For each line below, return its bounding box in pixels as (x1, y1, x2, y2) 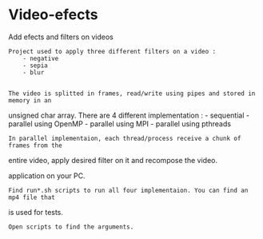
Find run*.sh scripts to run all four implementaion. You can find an (8, 186, 249, 194)
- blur (22, 68, 45, 77)
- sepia (22, 62, 48, 70)
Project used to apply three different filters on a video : (8, 47, 217, 55)
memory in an (8, 96, 52, 105)
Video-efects (8, 6, 98, 24)
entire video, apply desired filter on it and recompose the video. (8, 155, 218, 165)
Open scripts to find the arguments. (8, 222, 134, 231)
